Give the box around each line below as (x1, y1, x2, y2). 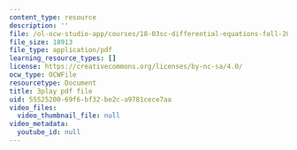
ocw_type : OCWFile (9, 71, 77, 79)
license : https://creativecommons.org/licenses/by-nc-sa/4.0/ (9, 63, 243, 71)
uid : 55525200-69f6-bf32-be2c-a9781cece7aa (9, 94, 172, 104)
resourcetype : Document (9, 79, 97, 87)
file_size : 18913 (9, 37, 73, 47)
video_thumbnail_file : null (17, 111, 121, 120)
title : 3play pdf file (9, 86, 93, 95)
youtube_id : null (17, 128, 81, 137)
